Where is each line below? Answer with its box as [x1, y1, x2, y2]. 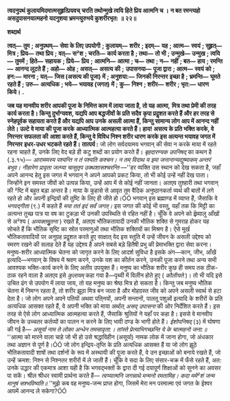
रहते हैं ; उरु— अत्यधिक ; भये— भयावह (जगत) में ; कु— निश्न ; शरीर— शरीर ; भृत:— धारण [7, 80, 209, 88]
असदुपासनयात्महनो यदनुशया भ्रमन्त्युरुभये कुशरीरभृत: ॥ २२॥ [7, 14, 137, 22]
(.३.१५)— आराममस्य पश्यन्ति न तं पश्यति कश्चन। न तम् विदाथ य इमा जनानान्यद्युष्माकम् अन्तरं [7, 156, 211, 164]
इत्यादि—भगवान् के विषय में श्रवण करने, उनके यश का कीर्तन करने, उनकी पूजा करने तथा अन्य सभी [7, 256, 217, 264]
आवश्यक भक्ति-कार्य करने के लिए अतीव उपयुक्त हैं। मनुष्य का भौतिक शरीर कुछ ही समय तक [7, 264, 205, 271]
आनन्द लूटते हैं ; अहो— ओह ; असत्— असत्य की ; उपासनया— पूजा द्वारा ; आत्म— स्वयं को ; [14, 65, 216, 73]
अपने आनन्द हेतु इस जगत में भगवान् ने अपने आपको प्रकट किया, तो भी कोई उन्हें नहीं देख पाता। [7, 171, 209, 179]
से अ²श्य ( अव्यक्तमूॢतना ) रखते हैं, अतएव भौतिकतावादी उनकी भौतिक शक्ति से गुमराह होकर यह [7, 217, 209, 226]
